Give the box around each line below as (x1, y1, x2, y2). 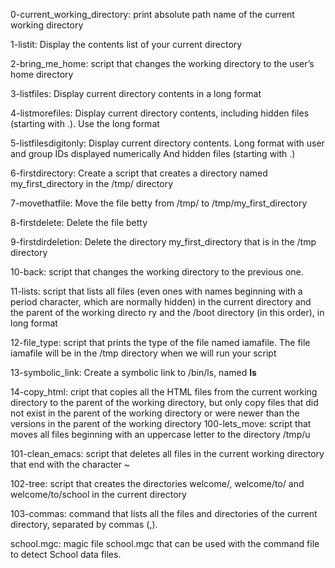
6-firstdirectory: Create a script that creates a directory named (10, 167, 268, 179)
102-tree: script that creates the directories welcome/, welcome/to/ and (10, 478, 305, 489)
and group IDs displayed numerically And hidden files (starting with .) (10, 148, 296, 159)
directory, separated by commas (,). (10, 519, 158, 530)
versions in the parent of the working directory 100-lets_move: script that (10, 418, 312, 429)
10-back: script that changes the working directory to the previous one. (10, 266, 304, 278)
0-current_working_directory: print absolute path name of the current (10, 9, 295, 20)
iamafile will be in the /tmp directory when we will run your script (10, 347, 277, 359)
